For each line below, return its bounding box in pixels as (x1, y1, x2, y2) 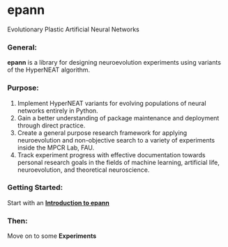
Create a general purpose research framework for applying (17, 128, 188, 137)
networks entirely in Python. (17, 106, 99, 115)
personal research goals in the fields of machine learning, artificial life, (17, 158, 220, 166)
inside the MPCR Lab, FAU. (17, 143, 95, 152)
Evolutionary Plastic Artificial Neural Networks (7, 25, 139, 33)
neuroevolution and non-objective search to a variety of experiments (17, 136, 215, 144)
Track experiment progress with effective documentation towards (17, 150, 206, 159)
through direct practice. (17, 121, 86, 129)
